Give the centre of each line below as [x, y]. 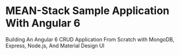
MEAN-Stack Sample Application [88, 11]
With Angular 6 [43, 23]
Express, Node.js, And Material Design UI [55, 46]
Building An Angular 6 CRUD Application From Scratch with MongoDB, [90, 39]
